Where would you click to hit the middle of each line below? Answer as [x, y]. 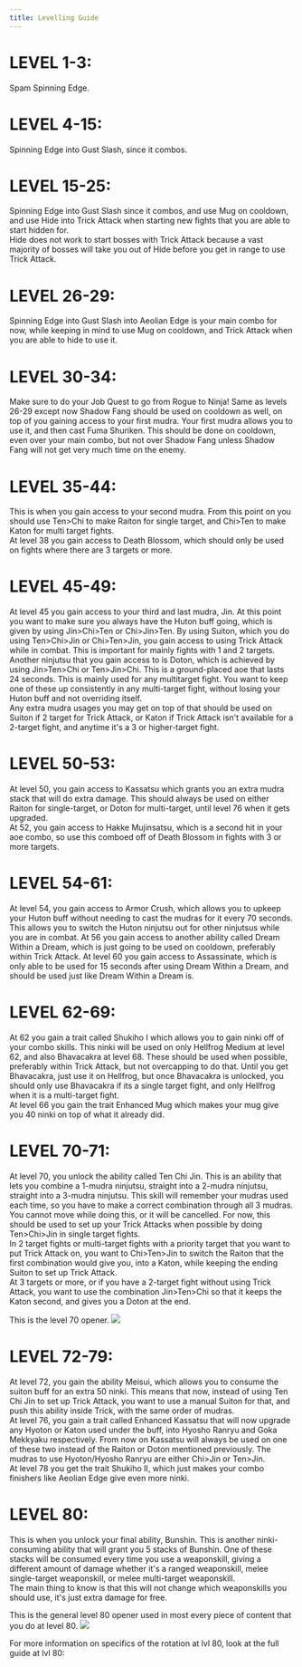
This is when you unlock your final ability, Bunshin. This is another [132, 1539]
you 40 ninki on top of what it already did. [87, 1114]
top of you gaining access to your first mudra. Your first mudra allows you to [151, 421]
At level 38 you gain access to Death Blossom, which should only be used [147, 541]
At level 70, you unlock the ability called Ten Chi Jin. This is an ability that [146, 1176]
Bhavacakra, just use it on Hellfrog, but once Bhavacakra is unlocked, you [146, 1076]
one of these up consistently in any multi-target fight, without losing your [145, 689]
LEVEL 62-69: [62, 1012]
